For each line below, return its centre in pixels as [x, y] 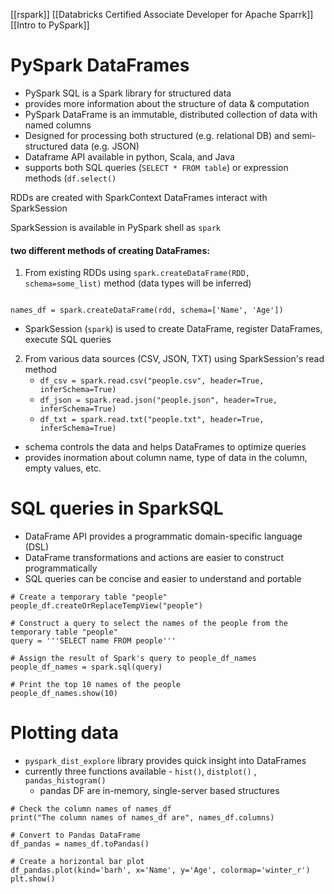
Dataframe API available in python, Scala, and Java [129, 156]
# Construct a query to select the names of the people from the [149, 624]
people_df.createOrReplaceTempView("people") [106, 606]
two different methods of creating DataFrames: [110, 250]
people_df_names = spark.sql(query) [86, 667]
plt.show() [33, 879]
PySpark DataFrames [100, 65]
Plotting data [65, 733]
